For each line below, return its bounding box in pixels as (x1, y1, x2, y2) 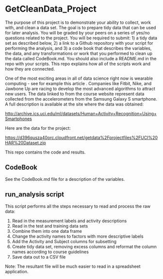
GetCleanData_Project (5, 3, 97, 15)
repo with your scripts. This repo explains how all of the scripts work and (5, 61, 151, 67)
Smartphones (5, 116, 33, 122)
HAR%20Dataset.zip (5, 139, 46, 145)
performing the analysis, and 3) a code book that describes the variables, (5, 45, 152, 51)
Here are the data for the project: (5, 125, 71, 131)
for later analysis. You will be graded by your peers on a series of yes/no (5, 30, 150, 35)
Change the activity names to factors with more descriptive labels (12, 233, 144, 239)
